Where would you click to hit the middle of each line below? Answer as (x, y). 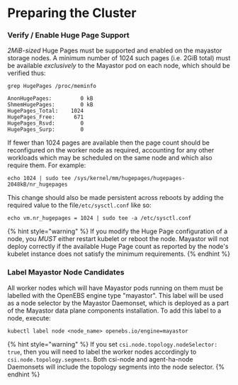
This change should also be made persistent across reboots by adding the (116, 198)
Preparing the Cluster (72, 13)
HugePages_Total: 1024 (45, 111)
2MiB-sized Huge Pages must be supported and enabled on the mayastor (115, 50)
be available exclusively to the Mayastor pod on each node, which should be (119, 66)
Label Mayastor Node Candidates (66, 272)
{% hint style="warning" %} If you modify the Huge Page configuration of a (118, 231)
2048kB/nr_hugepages (38, 185)
